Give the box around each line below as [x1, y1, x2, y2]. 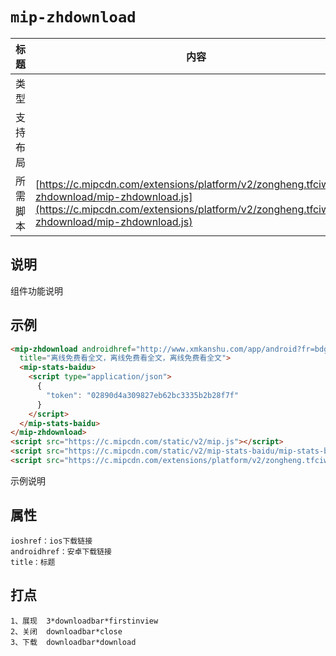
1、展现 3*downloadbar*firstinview [10, 616, 159, 626]
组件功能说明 [10, 284, 63, 297]
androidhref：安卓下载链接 [10, 546, 112, 557]
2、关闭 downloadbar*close [10, 626, 123, 637]
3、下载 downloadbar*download [10, 637, 137, 647]
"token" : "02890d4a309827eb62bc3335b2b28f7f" [46, 390, 240, 400]
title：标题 [10, 557, 56, 567]
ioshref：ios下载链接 [10, 536, 93, 546]
